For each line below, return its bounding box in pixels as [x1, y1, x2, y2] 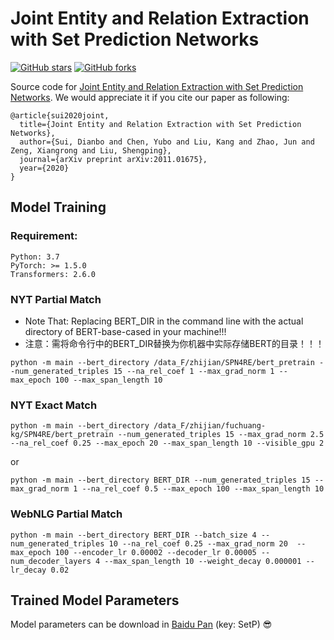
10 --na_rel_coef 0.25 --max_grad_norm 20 [108, 538, 288, 549]
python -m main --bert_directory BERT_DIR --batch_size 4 [10, 530, 257, 540]
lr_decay [10, 565, 47, 575]
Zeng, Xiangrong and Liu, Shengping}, [10, 145, 172, 156]
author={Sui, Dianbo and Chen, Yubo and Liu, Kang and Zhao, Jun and [19, 137, 315, 147]
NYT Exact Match [10, 398, 98, 412]
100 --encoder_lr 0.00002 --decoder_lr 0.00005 [54, 547, 257, 557]
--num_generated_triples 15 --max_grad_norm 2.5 [117, 430, 325, 440]
